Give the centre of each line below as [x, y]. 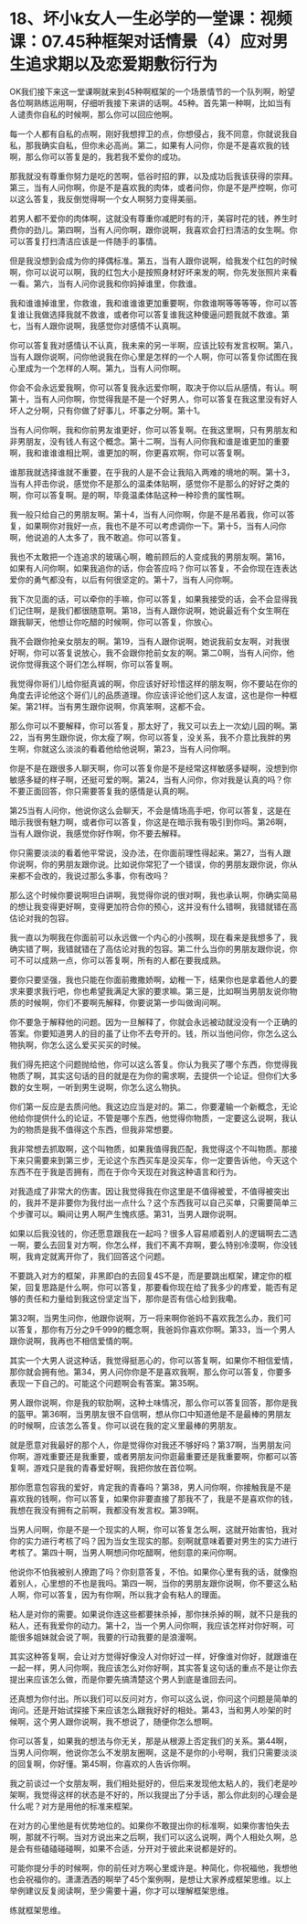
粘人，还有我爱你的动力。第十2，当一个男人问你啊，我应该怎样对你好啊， [148, 1625]
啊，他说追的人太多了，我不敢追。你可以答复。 [97, 537]
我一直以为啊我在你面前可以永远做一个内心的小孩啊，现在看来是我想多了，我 [153, 937]
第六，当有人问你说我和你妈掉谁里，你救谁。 [117, 283]
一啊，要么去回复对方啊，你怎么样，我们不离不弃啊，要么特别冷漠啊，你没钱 [153, 1245]
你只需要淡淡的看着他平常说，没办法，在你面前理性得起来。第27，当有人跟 [150, 852]
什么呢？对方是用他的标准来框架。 [74, 1806]
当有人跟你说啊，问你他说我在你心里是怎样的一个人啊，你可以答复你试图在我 [153, 357]
